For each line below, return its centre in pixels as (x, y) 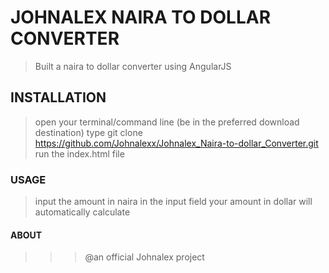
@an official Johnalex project (144, 257)
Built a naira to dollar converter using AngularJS (133, 66)
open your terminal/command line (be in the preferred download (167, 122)
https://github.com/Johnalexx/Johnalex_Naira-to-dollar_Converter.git (176, 143)
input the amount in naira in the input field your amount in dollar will (173, 202)
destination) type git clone (88, 132)
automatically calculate (82, 212)
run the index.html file (79, 153)
